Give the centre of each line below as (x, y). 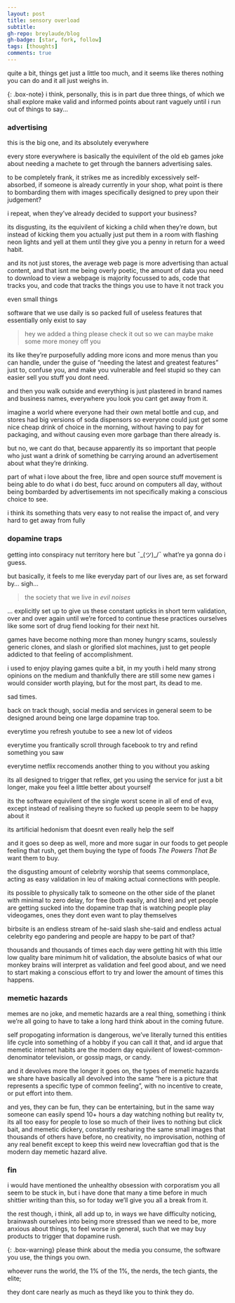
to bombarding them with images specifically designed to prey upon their (113, 192)
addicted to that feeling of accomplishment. (70, 654)
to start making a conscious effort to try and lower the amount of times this (115, 972)
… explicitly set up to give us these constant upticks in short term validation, (117, 611)
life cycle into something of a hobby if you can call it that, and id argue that (115, 1042)
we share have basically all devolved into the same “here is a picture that (112, 1078)
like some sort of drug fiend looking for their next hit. (83, 626)
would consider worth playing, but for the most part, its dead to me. (105, 683)
